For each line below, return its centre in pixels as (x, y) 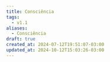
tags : (13, 17)
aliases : (17, 28)
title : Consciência (30, 12)
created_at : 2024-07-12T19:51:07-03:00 (55, 45)
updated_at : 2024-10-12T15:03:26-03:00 (55, 50)
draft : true (21, 39)
